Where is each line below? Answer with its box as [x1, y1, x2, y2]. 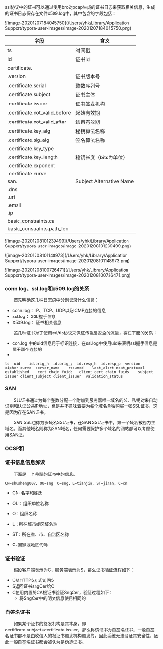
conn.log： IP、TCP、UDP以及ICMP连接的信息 [12, 308, 106, 314]
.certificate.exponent [7, 162, 55, 169]
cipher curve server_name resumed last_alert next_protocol [5, 366, 145, 370]
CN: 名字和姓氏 [12, 490, 43, 496]
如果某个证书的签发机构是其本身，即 [14, 621, 86, 627]
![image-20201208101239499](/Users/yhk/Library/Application [5, 238, 129, 244]
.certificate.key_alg [7, 128, 51, 134]
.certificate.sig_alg [7, 137, 50, 143]
